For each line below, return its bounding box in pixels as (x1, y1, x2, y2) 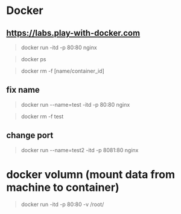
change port (6, 130, 54, 141)
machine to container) (6, 180, 119, 194)
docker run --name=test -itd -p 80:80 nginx (21, 101, 130, 108)
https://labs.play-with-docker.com (6, 28, 141, 38)
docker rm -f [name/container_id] (21, 67, 104, 75)
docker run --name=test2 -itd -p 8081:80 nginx (21, 146, 139, 153)
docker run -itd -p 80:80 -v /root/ (21, 201, 104, 208)
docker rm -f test (21, 113, 64, 120)
